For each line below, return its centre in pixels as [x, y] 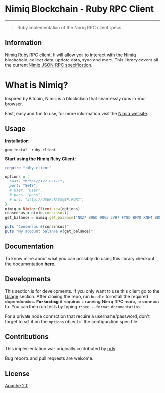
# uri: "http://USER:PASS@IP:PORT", [47, 199]
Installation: [18, 141]
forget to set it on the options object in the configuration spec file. [72, 321]
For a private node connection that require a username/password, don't [77, 316]
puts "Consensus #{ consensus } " [37, 227]
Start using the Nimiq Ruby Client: [41, 159]
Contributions [27, 337]
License [17, 374]
